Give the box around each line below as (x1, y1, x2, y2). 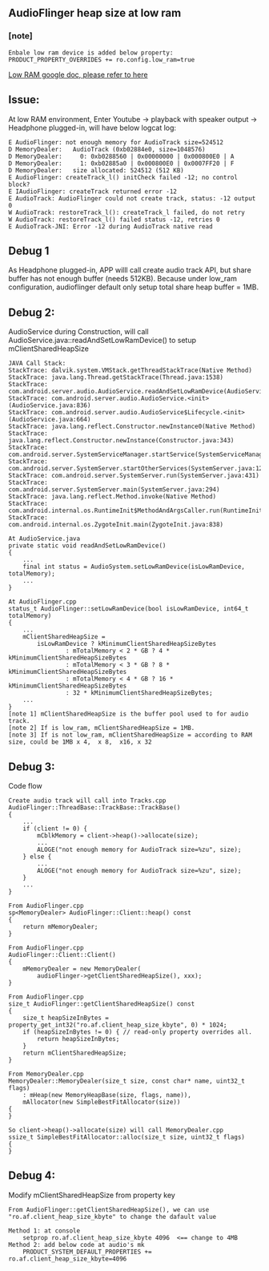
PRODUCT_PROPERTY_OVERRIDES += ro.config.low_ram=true (8, 55, 195, 63)
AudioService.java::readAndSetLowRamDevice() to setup (8, 336, 197, 345)
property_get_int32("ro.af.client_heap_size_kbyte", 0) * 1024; (8, 1021, 227, 1029)
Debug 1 (8, 244, 50, 257)
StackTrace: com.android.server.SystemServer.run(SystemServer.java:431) (8, 472, 260, 480)
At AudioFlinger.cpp (8, 598, 78, 606)
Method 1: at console (8, 1226, 81, 1235)
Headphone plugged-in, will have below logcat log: (8, 123, 177, 132)
